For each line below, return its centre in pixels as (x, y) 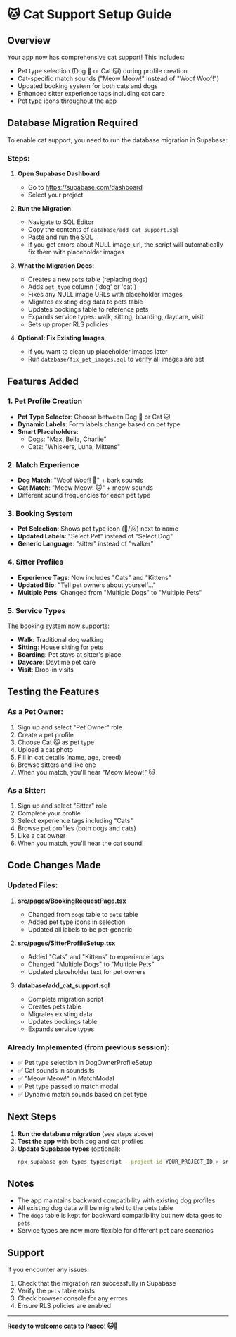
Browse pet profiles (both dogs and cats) (77, 828)
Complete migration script (66, 999)
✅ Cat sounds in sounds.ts (56, 1070)
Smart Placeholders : (48, 431)
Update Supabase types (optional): (69, 1149)
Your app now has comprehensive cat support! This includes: (96, 57)
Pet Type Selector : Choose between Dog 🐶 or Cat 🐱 (94, 417)
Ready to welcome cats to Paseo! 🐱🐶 (63, 1326)
